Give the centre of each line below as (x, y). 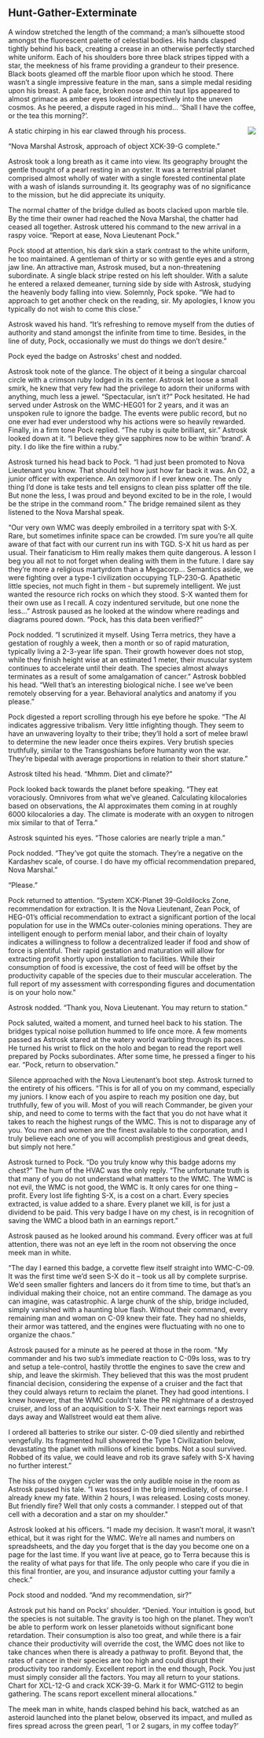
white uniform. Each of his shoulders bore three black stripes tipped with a (129, 57)
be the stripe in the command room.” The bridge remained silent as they (125, 504)
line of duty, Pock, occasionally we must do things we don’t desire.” (117, 341)
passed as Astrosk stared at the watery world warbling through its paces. (127, 1039)
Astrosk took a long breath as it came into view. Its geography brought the (128, 161)
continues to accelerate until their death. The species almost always (118, 667)
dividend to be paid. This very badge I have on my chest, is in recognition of (131, 1212)
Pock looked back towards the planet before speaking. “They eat (113, 789)
